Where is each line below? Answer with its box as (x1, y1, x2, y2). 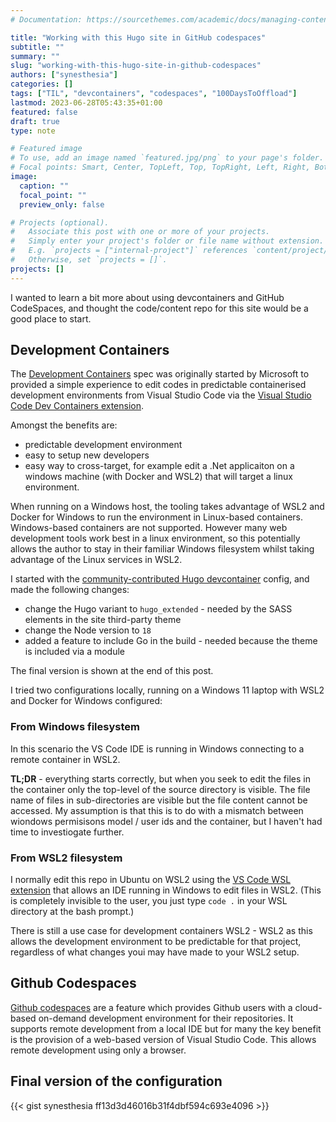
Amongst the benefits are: (10, 419, 118, 431)
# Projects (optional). (10, 217, 110, 228)
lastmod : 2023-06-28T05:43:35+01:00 (10, 97, 163, 108)
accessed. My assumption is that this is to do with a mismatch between (10, 804, 304, 816)
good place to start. (10, 312, 92, 325)
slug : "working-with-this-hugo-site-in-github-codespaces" (10, 61, 262, 71)
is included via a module (24, 646, 126, 658)
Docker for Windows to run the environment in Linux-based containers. (10, 511, 304, 523)
